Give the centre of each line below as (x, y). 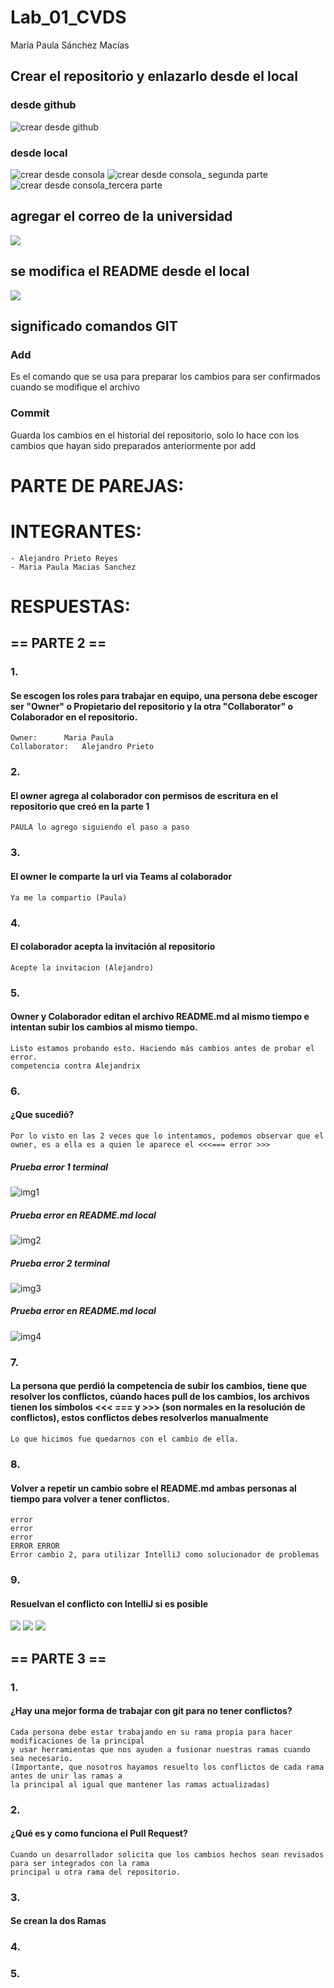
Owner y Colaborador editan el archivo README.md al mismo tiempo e (160, 1017)
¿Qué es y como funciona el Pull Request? (99, 1833)
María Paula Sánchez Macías (70, 45)
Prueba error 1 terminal (59, 1167)
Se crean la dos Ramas (58, 1921)
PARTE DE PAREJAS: (97, 485)
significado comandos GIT (94, 326)
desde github (43, 105)
